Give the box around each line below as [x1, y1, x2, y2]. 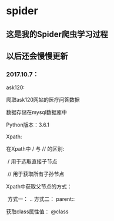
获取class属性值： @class [6, 208, 69, 215]
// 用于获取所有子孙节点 [7, 170, 65, 178]
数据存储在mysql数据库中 [6, 109, 68, 116]
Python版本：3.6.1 [6, 121, 50, 128]
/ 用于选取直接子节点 [7, 158, 58, 165]
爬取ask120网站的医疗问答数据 [6, 96, 80, 103]
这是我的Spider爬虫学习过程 [6, 29, 108, 39]
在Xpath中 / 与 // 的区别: [6, 145, 65, 152]
